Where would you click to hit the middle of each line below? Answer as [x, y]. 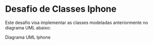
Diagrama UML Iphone [28, 37]
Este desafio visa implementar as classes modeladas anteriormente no [77, 22]
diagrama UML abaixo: [28, 27]
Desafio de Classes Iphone [61, 9]
